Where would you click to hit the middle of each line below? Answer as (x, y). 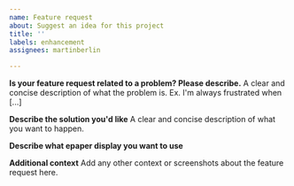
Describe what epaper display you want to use (96, 146)
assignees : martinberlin (55, 50)
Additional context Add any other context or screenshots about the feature (147, 163)
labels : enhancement (47, 42)
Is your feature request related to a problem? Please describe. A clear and (147, 83)
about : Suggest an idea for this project (87, 26)
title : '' (27, 34)
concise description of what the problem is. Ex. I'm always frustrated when (146, 93)
